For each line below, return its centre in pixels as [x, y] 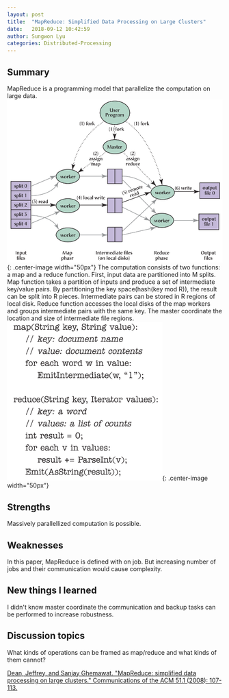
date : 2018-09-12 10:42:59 [49, 29]
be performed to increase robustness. [60, 614]
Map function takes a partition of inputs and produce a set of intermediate [111, 282]
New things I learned [52, 591]
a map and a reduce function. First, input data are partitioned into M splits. [112, 275]
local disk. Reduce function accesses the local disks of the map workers [109, 304]
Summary [28, 72]
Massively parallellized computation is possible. [74, 524]
